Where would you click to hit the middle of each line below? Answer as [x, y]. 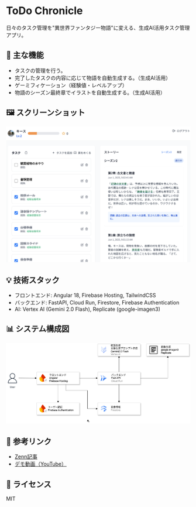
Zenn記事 [26, 457]
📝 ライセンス [29, 484]
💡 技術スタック [33, 280]
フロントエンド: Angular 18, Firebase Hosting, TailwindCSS [85, 295]
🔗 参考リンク [29, 441]
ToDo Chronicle [44, 11]
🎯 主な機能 [25, 55]
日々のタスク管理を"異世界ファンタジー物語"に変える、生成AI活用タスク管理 [98, 28]
